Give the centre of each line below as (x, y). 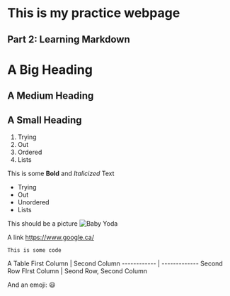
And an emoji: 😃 (31, 285)
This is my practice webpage (94, 13)
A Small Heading (45, 120)
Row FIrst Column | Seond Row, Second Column (77, 270)
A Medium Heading (51, 96)
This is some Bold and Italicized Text (61, 173)
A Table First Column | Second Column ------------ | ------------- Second (115, 263)
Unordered (33, 202)
